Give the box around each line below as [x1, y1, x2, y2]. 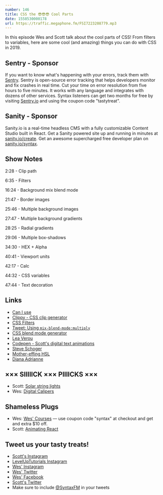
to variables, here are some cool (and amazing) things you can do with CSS [5, 40, 157, 46]
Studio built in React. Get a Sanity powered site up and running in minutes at [5, 130, 158, 136]
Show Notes [5, 155, 43, 163]
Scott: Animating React [12, 426, 59, 432]
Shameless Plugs [5, 402, 59, 411]
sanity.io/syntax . [5, 141, 38, 147]
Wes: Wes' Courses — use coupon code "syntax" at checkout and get [12, 416, 153, 421]
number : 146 [5, 7, 29, 12]
